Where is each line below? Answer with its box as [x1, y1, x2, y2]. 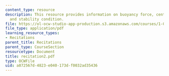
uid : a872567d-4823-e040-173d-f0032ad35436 [5, 63, 98, 68]
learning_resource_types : [5, 30, 59, 35]
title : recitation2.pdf [5, 53, 55, 59]
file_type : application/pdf [5, 26, 64, 31]
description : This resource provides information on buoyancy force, [5, 12, 154, 17]
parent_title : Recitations [5, 40, 62, 45]
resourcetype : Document [5, 49, 55, 54]
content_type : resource [5, 7, 55, 12]
